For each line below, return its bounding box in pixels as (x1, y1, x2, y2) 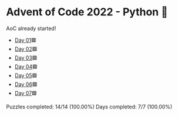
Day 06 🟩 (14, 81, 38, 88)
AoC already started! (6, 25, 56, 32)
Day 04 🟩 (14, 63, 38, 70)
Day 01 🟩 (14, 37, 36, 44)
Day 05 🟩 (14, 72, 38, 79)
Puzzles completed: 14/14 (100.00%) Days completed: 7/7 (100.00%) (6, 103, 173, 110)
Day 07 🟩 (14, 90, 37, 97)
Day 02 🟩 (14, 45, 38, 52)
